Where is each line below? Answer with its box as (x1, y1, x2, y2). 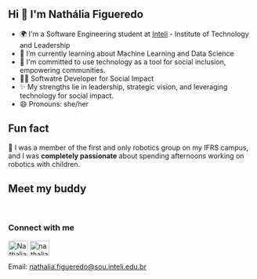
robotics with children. (8, 159, 81, 168)
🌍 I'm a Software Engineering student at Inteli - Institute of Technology (19, 29, 249, 38)
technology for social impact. (19, 91, 114, 100)
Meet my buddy (8, 182, 87, 196)
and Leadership (19, 40, 71, 49)
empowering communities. (19, 65, 106, 74)
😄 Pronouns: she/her (19, 99, 89, 108)
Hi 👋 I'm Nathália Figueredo (8, 8, 143, 21)
